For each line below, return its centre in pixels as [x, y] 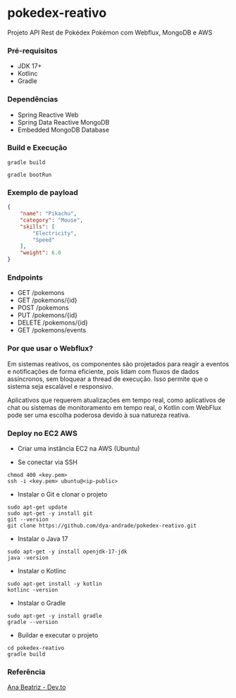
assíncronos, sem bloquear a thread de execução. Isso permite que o [108, 379]
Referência [26, 672]
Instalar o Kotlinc [42, 571]
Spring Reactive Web [48, 115]
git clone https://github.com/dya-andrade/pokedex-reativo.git [102, 525]
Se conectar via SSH [47, 462]
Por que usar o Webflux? [50, 349]
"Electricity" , [55, 233]
